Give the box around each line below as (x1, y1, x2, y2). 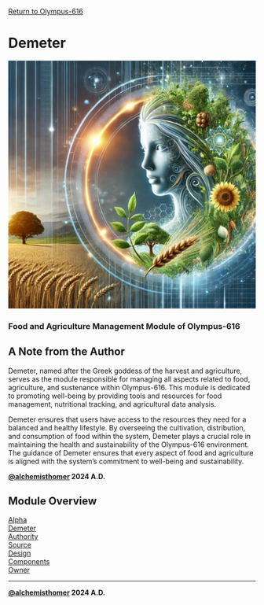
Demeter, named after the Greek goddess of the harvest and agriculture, (8, 366, 243, 375)
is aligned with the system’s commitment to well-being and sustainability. (8, 456, 244, 466)
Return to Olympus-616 (8, 7, 84, 16)
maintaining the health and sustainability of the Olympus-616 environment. (8, 440, 250, 449)
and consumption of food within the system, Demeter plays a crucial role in (8, 431, 251, 441)
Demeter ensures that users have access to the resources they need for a (8, 415, 247, 424)
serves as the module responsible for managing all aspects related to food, (8, 374, 251, 384)
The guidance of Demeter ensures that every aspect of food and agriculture (8, 448, 254, 457)
